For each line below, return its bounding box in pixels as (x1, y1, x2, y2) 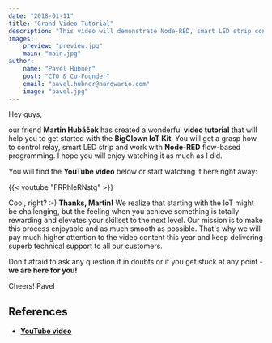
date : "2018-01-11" (8, 11, 74, 20)
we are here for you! (8, 265, 78, 276)
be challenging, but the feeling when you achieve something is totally (8, 207, 240, 217)
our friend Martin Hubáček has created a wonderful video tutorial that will (8, 125, 257, 135)
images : (8, 34, 35, 43)
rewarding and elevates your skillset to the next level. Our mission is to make (8, 216, 263, 225)
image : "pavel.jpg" (23, 87, 89, 96)
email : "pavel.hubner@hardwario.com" (23, 79, 151, 88)
